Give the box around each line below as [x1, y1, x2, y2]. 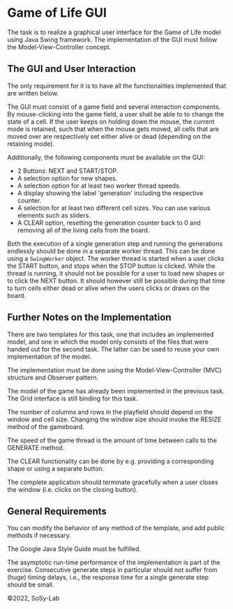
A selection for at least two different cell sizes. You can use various [17, 204, 211, 212]
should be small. [7, 580, 54, 589]
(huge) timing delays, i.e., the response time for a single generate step [7, 573, 209, 582]
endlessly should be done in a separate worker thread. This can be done [7, 246, 216, 255]
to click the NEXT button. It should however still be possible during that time [7, 276, 225, 285]
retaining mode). [7, 140, 54, 148]
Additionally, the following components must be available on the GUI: [7, 153, 205, 161]
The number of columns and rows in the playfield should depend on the [7, 407, 213, 416]
